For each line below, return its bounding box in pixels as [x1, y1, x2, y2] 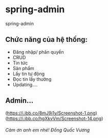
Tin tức [12, 60, 28, 66]
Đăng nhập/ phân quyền [12, 49, 64, 55]
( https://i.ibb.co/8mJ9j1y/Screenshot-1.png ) [5, 110, 97, 116]
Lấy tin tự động [12, 71, 45, 77]
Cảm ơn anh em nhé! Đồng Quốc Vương [5, 127, 90, 133]
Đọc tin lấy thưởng [12, 76, 52, 82]
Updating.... [12, 81, 38, 87]
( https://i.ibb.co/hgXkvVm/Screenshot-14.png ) [5, 115, 103, 121]
